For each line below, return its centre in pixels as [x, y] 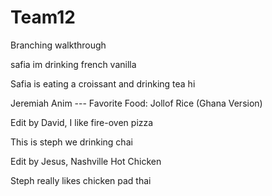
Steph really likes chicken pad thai [81, 180]
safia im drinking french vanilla [73, 64]
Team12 [43, 17]
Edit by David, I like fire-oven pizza [82, 122]
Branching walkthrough [58, 45]
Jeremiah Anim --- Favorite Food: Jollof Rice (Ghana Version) [136, 103]
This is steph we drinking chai [71, 142]
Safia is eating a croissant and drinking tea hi [103, 83]
